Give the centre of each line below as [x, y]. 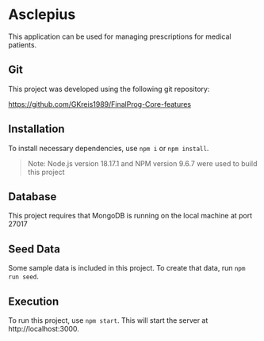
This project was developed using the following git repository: [109, 89]
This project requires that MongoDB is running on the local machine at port [130, 216]
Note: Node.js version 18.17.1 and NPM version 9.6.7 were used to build [142, 163]
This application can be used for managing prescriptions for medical [120, 36]
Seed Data [34, 249]
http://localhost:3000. [44, 329]
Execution [34, 301]
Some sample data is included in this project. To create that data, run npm [127, 268]
